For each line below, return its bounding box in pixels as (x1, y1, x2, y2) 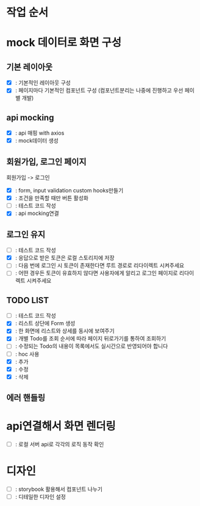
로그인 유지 (6, 229, 46, 239)
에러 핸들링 (6, 393, 46, 403)
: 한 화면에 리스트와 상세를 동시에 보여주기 (15, 327, 115, 335)
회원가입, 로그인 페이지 (6, 156, 87, 167)
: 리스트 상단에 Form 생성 (15, 320, 76, 327)
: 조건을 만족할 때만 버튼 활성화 (15, 194, 88, 202)
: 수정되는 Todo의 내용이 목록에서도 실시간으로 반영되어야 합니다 (15, 342, 168, 350)
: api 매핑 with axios (15, 129, 65, 137)
